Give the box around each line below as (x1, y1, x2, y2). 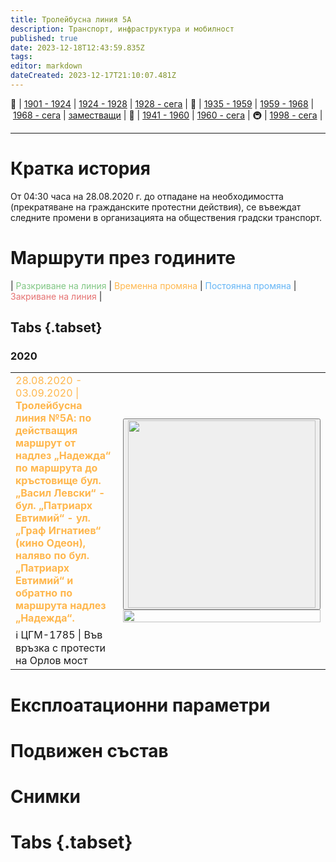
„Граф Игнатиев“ (15, 524, 102, 538)
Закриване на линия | (10, 290, 103, 302)
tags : (10, 52, 33, 62)
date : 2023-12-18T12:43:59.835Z (10, 42, 145, 53)
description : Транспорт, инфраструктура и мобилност (10, 24, 235, 34)
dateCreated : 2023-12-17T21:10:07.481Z (10, 71, 177, 81)
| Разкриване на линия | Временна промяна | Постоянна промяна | (10, 279, 297, 291)
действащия (15, 424, 78, 438)
